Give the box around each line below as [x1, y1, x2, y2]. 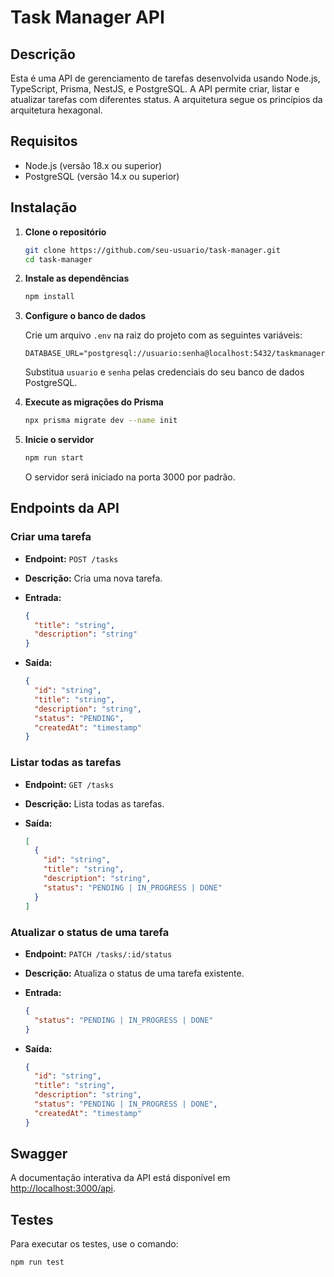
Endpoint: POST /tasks [24, 552, 119, 565]
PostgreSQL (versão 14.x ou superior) [24, 170, 180, 182]
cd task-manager [24, 254, 93, 265]
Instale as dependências [24, 272, 130, 285]
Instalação [10, 199, 78, 216]
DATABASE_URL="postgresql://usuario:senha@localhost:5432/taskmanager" [24, 349, 330, 359]
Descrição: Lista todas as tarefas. [24, 797, 165, 810]
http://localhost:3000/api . [10, 1182, 117, 1195]
